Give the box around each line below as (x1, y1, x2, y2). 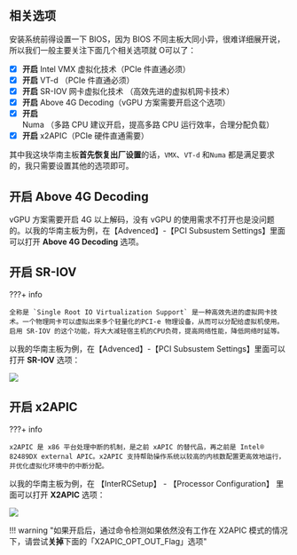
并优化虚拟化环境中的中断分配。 (9, 461, 109, 471)
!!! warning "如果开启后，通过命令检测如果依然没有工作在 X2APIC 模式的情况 (9, 525, 288, 535)
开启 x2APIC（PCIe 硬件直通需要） (21, 131, 149, 141)
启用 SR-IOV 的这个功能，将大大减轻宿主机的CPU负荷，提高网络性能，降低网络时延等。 (9, 327, 284, 336)
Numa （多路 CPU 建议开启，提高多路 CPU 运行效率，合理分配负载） (21, 119, 275, 131)
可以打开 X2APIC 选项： (16, 489, 106, 500)
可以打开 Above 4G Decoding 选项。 (9, 236, 145, 247)
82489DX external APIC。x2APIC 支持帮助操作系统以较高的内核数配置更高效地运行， (9, 452, 285, 461)
